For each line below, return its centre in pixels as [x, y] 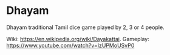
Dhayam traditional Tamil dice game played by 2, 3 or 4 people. [86, 27]
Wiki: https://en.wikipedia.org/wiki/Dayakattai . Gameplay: [78, 39]
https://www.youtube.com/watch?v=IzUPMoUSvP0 [70, 45]
